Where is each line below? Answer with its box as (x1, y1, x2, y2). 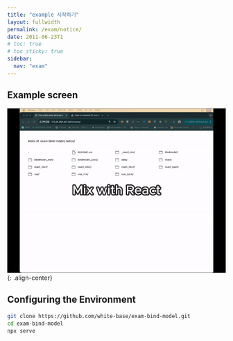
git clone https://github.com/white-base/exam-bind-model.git (7, 313, 191, 320)
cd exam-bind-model (7, 320, 64, 327)
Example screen (7, 89, 78, 101)
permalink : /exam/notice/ (7, 26, 82, 33)
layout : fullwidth (7, 18, 60, 26)
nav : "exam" (13, 63, 49, 70)
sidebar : (7, 56, 33, 63)
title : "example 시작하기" (7, 11, 80, 18)
